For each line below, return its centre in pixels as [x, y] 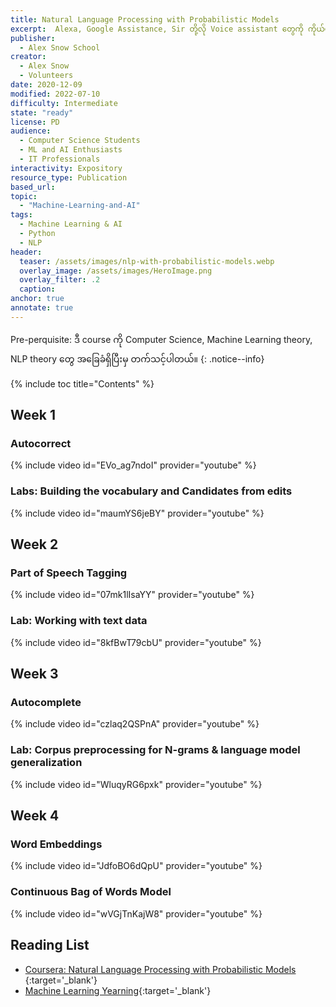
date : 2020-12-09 [46, 85]
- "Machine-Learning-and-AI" [80, 206]
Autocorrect [41, 444]
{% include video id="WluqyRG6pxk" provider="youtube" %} [136, 784]
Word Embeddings [56, 844]
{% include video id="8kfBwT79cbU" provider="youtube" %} [136, 642]
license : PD [35, 122]
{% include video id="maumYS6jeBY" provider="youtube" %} [137, 513]
